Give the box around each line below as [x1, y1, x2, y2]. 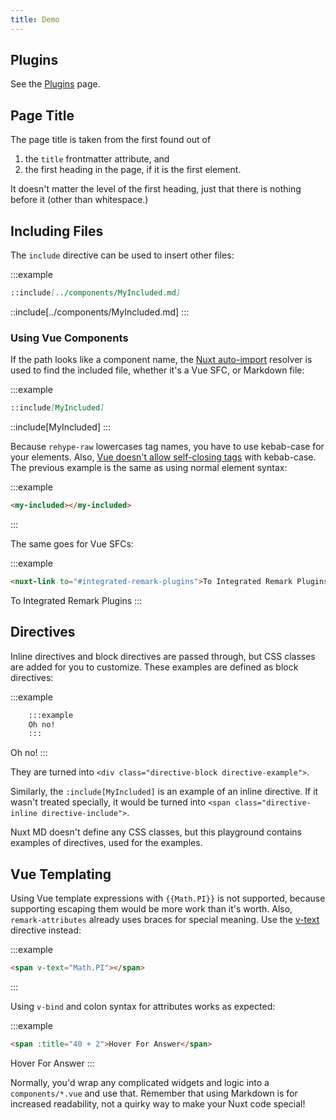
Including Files [10, 222, 104, 240]
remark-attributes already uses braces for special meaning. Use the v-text [10, 914, 320, 926]
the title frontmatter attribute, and [24, 153, 170, 165]
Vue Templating [10, 866, 112, 883]
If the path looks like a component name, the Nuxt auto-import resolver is [10, 354, 313, 366]
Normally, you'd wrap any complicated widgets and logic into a [10, 1076, 270, 1088]
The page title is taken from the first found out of [10, 134, 212, 146]
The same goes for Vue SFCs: [10, 537, 134, 550]
